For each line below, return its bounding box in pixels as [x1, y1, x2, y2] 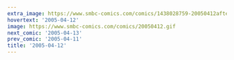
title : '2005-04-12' [7, 42, 68, 49]
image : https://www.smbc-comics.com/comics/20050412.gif [7, 23, 176, 30]
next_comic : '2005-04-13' [7, 29, 82, 37]
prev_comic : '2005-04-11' [7, 36, 82, 43]
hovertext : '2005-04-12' [7, 17, 79, 23]
